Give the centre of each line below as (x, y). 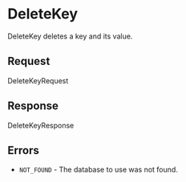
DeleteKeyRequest (38, 80)
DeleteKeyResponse (41, 125)
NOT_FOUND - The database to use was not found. (98, 170)
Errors (23, 150)
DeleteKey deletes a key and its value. (70, 36)
